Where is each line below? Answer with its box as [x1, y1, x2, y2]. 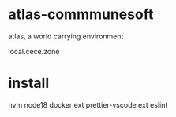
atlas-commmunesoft [8, 5, 154, 24]
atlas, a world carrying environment [8, 31, 124, 41]
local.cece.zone [8, 46, 60, 56]
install [8, 75, 50, 92]
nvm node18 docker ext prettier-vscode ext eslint [8, 100, 168, 109]
